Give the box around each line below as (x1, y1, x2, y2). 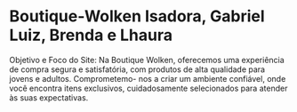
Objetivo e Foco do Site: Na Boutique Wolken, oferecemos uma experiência (9, 54, 285, 65)
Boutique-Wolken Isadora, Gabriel (9, 6, 265, 27)
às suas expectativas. (9, 92, 89, 103)
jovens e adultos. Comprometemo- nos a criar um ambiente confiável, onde (9, 73, 286, 84)
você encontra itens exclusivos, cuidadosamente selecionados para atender (9, 83, 288, 93)
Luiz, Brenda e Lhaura (9, 25, 173, 45)
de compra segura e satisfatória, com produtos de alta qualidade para (9, 64, 265, 75)
